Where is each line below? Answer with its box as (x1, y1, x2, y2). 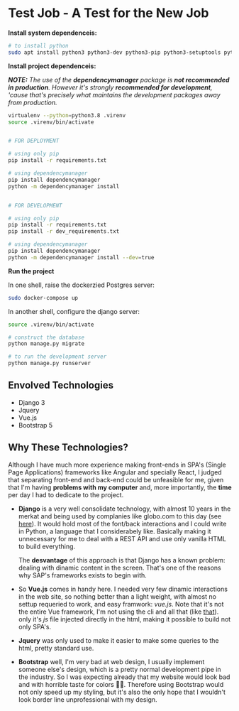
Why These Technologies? (8, 442, 128, 454)
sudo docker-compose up (8, 294, 79, 301)
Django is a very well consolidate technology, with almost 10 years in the (18, 504, 231, 513)
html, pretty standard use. (18, 644, 94, 652)
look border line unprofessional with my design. (18, 695, 158, 704)
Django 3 (18, 398, 45, 406)
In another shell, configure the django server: (8, 307, 140, 315)
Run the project (8, 266, 55, 275)
